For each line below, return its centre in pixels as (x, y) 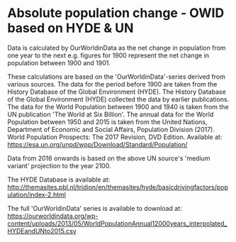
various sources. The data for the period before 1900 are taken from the (112, 84)
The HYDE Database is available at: (59, 180)
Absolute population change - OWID (116, 13)
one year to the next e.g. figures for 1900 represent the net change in (108, 55)
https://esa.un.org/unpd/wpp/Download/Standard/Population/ (97, 144)
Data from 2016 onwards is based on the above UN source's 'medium (109, 158)
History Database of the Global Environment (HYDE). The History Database (117, 92)
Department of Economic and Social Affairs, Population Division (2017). (111, 129)
